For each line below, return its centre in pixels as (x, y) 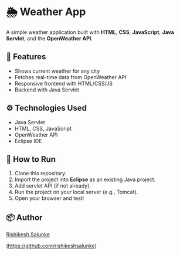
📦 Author (24, 217)
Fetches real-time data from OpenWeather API (70, 77)
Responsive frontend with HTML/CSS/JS (64, 83)
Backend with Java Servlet (47, 90)
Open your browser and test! (49, 198)
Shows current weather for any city (57, 71)
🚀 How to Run (31, 159)
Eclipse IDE (28, 141)
